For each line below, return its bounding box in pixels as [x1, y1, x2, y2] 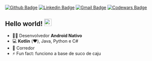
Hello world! [5, 20, 43, 28]
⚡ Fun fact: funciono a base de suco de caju [12, 50, 101, 56]
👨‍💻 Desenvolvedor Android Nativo [12, 32, 82, 38]
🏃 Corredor [12, 45, 35, 51]
